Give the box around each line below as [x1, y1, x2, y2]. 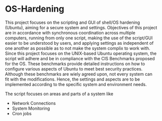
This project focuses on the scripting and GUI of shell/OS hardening [5, 19, 140, 25]
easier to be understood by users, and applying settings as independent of [5, 40, 154, 46]
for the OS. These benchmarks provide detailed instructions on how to [5, 61, 145, 67]
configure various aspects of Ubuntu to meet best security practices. [5, 66, 143, 71]
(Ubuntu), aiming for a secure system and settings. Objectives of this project [5, 24, 157, 30]
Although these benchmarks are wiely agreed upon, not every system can [5, 71, 152, 77]
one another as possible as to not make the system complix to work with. [5, 45, 150, 51]
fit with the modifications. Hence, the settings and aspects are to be [5, 76, 140, 82]
